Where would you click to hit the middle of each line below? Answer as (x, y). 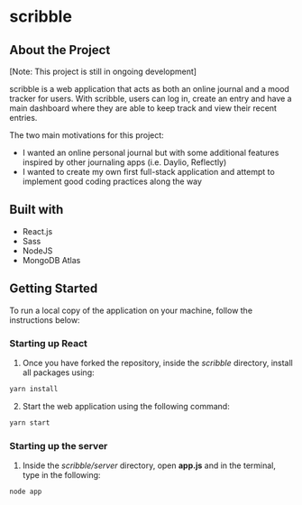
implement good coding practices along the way (112, 181)
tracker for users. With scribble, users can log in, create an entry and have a (151, 98)
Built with (37, 210)
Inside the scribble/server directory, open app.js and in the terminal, (149, 465)
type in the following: (61, 474)
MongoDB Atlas (51, 260)
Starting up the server (59, 445)
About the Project (60, 50)
